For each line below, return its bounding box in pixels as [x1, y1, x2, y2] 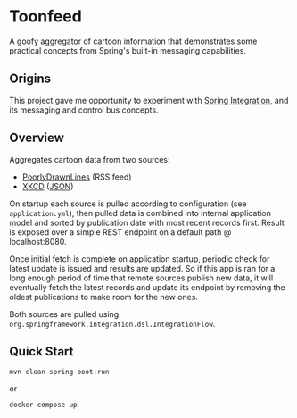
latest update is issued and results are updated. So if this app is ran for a [9, 263, 276, 273]
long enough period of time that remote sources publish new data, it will [9, 272, 274, 283]
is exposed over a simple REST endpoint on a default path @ [9, 226, 232, 238]
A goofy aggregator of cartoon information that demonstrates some [9, 36, 258, 46]
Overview [9, 130, 65, 146]
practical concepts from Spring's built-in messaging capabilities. [9, 45, 247, 55]
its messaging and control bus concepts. [9, 104, 159, 115]
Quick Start [9, 344, 74, 359]
